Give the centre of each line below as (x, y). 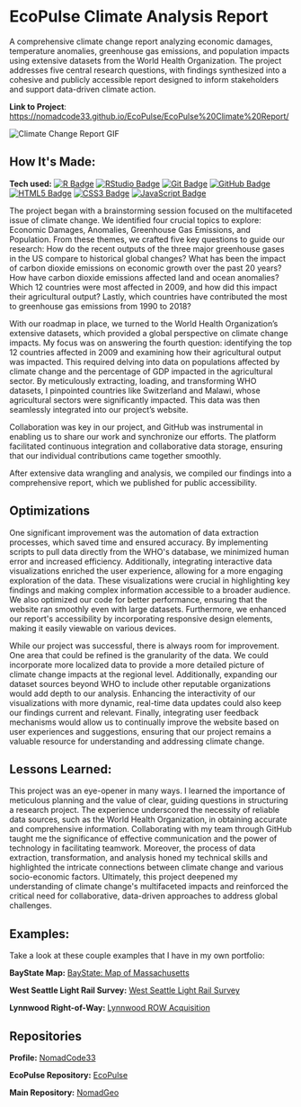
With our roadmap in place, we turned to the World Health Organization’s (144, 323)
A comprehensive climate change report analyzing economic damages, (141, 41)
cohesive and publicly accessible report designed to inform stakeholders (144, 79)
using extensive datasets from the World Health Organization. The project (146, 60)
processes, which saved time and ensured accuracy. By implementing (139, 542)
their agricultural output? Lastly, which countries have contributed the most (148, 296)
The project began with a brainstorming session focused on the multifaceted (151, 210)
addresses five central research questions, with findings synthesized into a (148, 70)
